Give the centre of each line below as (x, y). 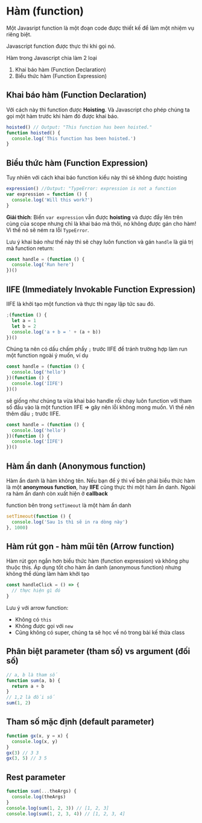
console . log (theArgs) (39, 797)
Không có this (33, 620)
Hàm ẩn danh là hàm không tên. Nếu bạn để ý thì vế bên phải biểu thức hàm (101, 480)
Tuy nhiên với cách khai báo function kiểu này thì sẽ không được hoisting (97, 177)
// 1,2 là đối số (31, 698)
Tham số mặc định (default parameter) (80, 722)
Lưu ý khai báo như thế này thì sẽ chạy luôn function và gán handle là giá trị (100, 242)
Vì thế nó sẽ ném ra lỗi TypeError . (48, 230)
